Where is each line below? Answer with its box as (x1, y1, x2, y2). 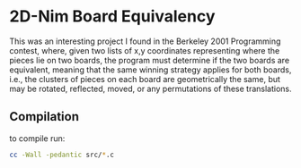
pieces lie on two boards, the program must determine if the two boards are (9, 55, 290, 65)
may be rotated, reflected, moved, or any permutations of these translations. (9, 83, 292, 94)
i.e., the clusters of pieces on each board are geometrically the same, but (9, 73, 281, 84)
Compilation (9, 109, 79, 124)
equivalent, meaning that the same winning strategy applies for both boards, (9, 64, 292, 75)
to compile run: (9, 132, 66, 144)
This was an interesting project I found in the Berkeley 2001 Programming (9, 36, 281, 46)
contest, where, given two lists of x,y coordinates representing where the (9, 45, 280, 55)
